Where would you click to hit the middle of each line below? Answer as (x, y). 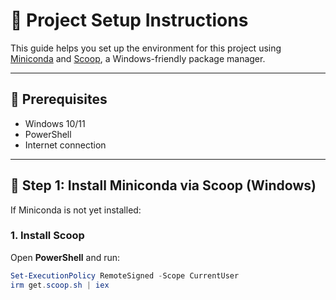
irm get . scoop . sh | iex (60, 285)
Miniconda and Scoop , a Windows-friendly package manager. (138, 58)
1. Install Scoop (47, 236)
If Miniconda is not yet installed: (76, 210)
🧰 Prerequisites (59, 99)
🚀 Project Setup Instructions (129, 20)
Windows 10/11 (55, 123)
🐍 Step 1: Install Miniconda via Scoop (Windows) (163, 185)
